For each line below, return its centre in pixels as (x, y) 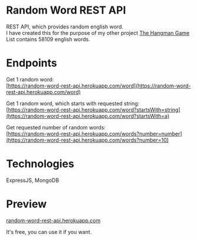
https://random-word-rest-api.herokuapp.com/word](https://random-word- (99, 86)
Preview (27, 204)
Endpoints (32, 63)
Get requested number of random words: (56, 127)
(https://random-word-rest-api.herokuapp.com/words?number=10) (88, 140)
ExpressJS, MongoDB (33, 180)
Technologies (40, 164)
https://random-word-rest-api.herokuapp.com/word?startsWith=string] (94, 109)
